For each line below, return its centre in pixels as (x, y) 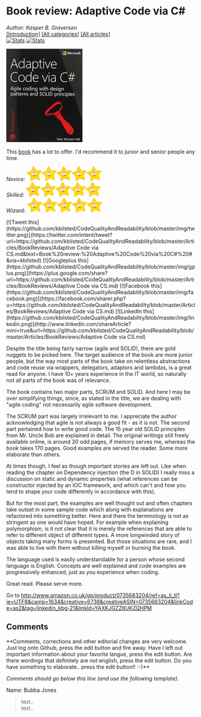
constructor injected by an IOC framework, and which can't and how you (96, 485)
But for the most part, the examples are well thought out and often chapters (100, 503)
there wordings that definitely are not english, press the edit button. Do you (99, 660)
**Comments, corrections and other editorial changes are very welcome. (97, 641)
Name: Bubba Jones (31, 690)
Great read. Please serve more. (45, 583)
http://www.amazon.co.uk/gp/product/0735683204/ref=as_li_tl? (100, 595)
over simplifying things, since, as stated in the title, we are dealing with (94, 398)
